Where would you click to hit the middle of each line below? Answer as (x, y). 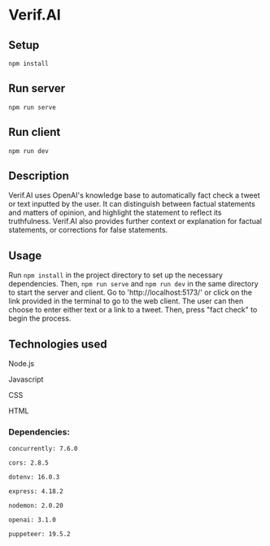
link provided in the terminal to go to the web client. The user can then (126, 301)
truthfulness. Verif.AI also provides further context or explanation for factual (135, 221)
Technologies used (58, 344)
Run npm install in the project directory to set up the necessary (116, 275)
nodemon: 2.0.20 (36, 506)
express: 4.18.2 (36, 491)
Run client (35, 132)
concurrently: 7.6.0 (44, 449)
